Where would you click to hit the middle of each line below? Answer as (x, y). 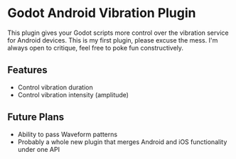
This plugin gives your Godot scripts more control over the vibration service (118, 33)
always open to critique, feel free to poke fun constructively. (95, 48)
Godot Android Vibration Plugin (102, 13)
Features (27, 70)
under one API (39, 149)
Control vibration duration (55, 87)
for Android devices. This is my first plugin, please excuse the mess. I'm (113, 40)
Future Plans (36, 117)
